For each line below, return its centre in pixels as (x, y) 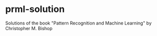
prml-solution (35, 9)
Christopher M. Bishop (29, 28)
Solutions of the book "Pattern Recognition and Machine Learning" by (78, 23)
